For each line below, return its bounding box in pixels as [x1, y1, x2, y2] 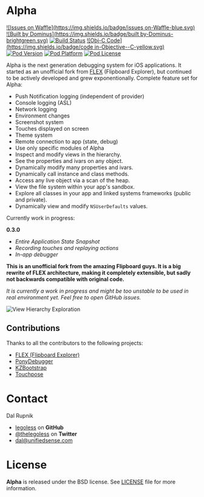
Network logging [15, 105, 58, 113]
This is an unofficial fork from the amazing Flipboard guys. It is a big [6, 262, 181, 269]
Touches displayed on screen [15, 125, 89, 132]
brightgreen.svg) [6, 36, 49, 44]
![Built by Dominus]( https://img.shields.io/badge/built [6, 30, 140, 37]
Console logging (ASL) [15, 99, 72, 106]
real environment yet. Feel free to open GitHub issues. [6, 293, 141, 301]
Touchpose [15, 370, 44, 378]
